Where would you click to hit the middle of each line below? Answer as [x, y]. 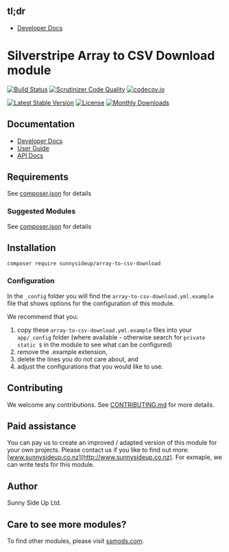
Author [22, 486]
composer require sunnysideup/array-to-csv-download [84, 264]
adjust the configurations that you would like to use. [90, 366]
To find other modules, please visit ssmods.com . [75, 541]
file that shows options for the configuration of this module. [91, 303]
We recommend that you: [43, 316]
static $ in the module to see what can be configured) [95, 344]
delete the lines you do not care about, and [77, 359]
